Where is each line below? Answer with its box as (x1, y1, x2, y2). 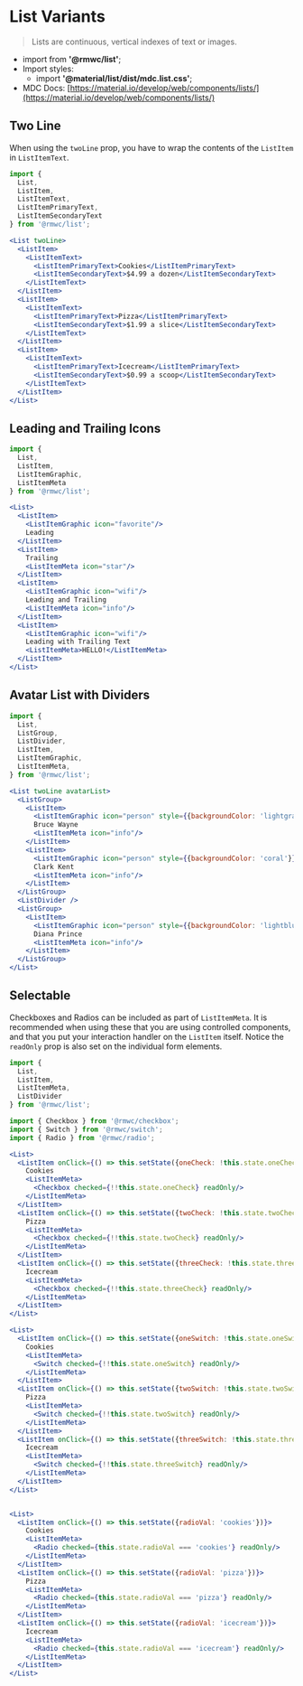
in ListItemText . (9, 152, 69, 163)
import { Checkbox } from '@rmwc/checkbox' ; (9, 1117, 179, 1126)
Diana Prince (32, 929, 83, 939)
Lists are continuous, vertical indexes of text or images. (31, 36, 237, 47)
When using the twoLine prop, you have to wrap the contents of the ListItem (9, 142, 294, 153)
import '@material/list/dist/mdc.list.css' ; (35, 72, 192, 83)
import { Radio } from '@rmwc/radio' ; (9, 1133, 155, 1142)
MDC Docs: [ (22, 82, 70, 93)
